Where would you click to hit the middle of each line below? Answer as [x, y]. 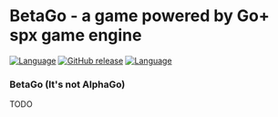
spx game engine [76, 35]
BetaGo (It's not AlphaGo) [67, 84]
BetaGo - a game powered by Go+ [140, 16]
